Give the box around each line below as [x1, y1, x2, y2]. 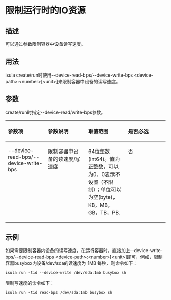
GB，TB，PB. [88, 209, 121, 216]
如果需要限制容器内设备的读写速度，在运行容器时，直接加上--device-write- [5, 247, 163, 254]
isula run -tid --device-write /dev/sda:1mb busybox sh [5, 270, 126, 276]
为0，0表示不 [88, 170, 121, 178]
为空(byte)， [88, 193, 118, 201]
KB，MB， [88, 201, 113, 208]
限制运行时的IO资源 [5, 5, 87, 16]
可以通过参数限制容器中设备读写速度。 [5, 41, 85, 47]
